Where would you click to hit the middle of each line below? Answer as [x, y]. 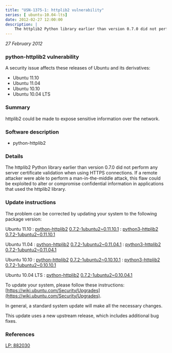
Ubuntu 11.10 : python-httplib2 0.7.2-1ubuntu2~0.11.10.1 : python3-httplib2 [82, 229]
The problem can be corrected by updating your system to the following [81, 213]
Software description [32, 132]
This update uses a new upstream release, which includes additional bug [82, 316]
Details [14, 156]
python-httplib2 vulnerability [42, 57]
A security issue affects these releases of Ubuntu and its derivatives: [78, 68]
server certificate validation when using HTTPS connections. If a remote [81, 173]
